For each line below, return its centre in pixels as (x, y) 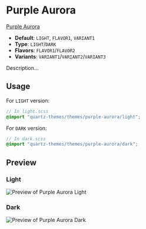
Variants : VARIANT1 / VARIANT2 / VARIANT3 (60, 56)
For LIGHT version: (28, 100)
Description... (22, 68)
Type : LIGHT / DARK (35, 44)
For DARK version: (26, 128)
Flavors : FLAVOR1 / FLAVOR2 (45, 50)
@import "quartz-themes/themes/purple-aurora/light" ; (74, 117)
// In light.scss (27, 111)
